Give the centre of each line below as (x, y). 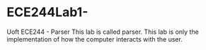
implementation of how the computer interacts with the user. (95, 39)
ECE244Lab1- (47, 12)
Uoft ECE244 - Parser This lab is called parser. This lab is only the (103, 32)
